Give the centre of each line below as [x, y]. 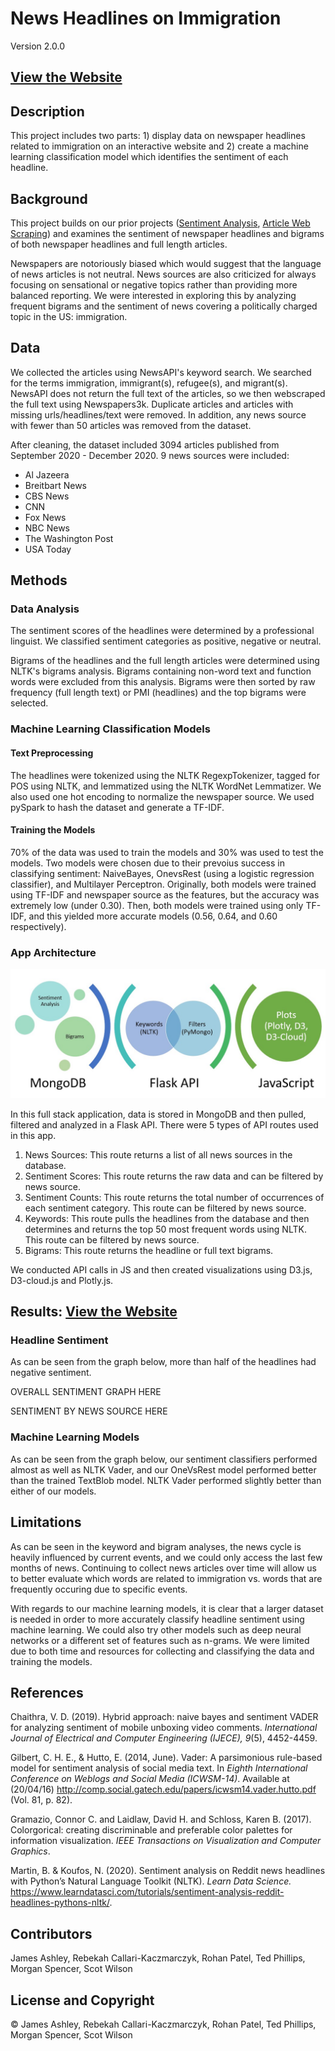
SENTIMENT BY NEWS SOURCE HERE [89, 1411]
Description [47, 111]
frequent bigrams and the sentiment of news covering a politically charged [164, 306]
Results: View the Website [94, 1312]
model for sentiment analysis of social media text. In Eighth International [159, 1768]
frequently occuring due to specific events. [99, 1589]
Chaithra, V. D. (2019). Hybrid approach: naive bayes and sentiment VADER [164, 1717]
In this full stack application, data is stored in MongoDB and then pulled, [158, 1114]
